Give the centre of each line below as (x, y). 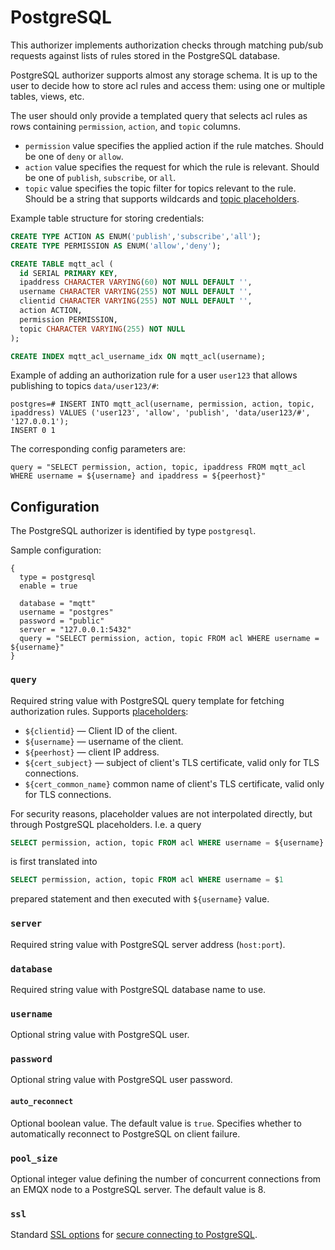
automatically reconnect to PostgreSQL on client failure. (125, 1133)
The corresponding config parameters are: (98, 449)
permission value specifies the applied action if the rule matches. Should (174, 145)
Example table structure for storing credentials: (107, 218)
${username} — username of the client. (104, 741)
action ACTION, (51, 311)
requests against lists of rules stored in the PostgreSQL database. (145, 55)
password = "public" (62, 621)
